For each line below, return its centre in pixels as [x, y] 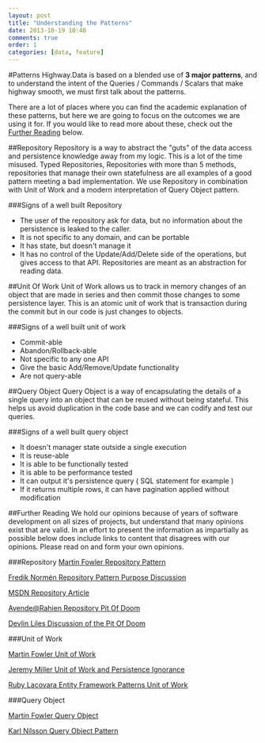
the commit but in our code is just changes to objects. [96, 311]
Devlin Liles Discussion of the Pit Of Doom [77, 623]
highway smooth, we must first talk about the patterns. [97, 91]
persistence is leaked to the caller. [76, 229]
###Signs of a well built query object [68, 432]
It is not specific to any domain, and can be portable [104, 237]
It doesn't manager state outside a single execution [103, 447]
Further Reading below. [46, 132]
